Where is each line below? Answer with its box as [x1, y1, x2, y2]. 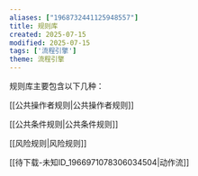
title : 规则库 [9, 22, 58, 31]
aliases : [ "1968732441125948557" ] [9, 13, 139, 22]
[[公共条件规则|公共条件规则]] [9, 119, 119, 129]
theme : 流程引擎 [9, 55, 65, 64]
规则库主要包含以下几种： [9, 81, 104, 91]
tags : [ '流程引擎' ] [9, 47, 77, 56]
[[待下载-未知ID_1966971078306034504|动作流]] [9, 157, 190, 167]
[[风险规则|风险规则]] [9, 138, 87, 148]
